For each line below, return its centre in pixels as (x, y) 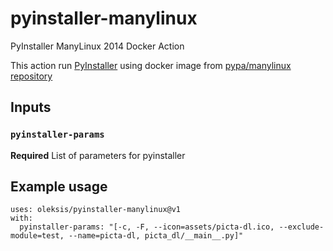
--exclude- (301, 227)
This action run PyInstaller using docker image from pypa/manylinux (151, 65)
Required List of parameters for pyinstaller (98, 155)
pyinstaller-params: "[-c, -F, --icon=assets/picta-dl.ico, (147, 227)
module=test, (37, 236)
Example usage (59, 187)
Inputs (31, 107)
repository (31, 76)
